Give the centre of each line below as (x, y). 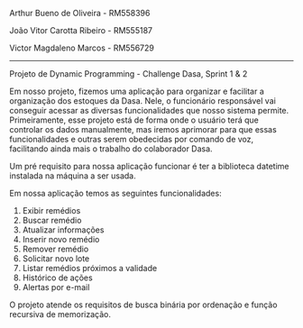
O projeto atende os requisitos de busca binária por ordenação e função (143, 305)
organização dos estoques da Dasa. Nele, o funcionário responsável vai (143, 101)
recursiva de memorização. (60, 314)
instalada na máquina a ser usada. (73, 176)
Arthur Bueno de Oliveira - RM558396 (80, 13)
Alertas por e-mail (56, 287)
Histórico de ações (57, 278)
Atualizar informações (63, 230)
